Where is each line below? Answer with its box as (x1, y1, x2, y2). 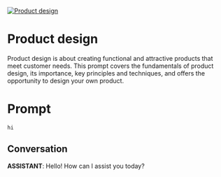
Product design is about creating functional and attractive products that (7, 54, 213, 62)
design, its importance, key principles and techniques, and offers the (7, 69, 205, 77)
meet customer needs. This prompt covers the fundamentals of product (7, 62, 214, 70)
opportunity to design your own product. (7, 76, 124, 85)
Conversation (7, 143, 68, 155)
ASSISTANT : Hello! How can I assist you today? (7, 162, 145, 170)
